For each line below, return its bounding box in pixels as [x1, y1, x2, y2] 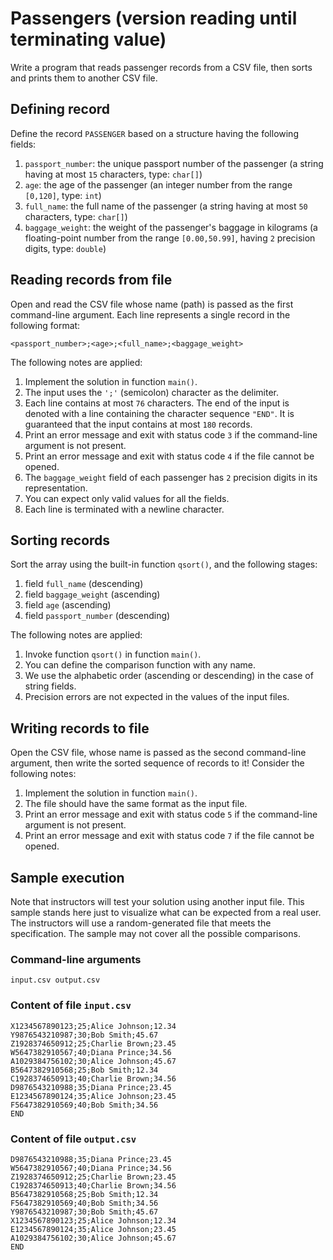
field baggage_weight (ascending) [24, 588, 161, 601]
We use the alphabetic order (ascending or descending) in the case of [24, 670, 314, 682]
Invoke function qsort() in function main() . [24, 648, 202, 661]
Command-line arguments [10, 952, 142, 966]
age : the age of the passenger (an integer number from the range [24, 178, 293, 191]
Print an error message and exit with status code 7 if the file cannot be [24, 830, 315, 842]
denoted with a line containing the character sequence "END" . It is [24, 407, 295, 419]
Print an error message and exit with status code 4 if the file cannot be [24, 450, 315, 462]
